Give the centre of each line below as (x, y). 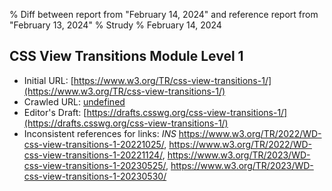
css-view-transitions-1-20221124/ (93, 155)
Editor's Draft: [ (55, 112)
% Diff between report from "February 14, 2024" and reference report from (164, 14)
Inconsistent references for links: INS (100, 133)
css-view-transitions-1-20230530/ (95, 176)
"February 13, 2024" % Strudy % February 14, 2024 (115, 25)
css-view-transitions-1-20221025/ (94, 144)
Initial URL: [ (48, 80)
